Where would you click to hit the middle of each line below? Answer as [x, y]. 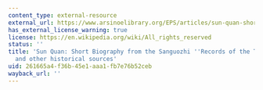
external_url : [31, 23]
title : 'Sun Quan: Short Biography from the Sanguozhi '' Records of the [129, 52]
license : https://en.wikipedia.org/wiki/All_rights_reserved [110, 37]
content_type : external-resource [63, 15]
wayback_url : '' [34, 74]
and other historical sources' [66, 59]
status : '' [26, 45]
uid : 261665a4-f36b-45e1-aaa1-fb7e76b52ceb [80, 67]
